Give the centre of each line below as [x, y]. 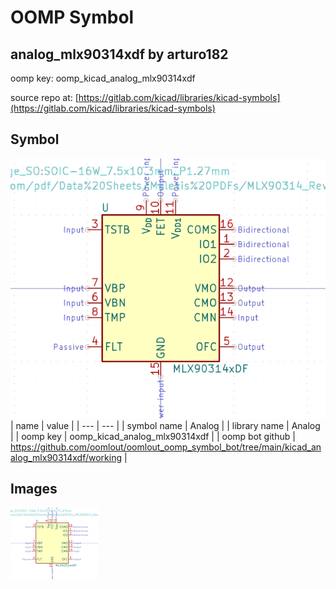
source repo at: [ [44, 97]
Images [34, 489]
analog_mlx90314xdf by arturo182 [119, 54]
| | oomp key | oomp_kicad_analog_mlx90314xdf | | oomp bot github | [153, 436]
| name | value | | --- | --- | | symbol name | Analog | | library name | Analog [165, 425]
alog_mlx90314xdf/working [66, 457]
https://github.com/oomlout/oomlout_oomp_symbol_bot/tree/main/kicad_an [166, 447]
